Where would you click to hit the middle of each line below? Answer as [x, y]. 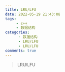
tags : [11, 19]
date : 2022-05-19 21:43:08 [33, 14]
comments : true [21, 50]
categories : [17, 32]
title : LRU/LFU [21, 10]
